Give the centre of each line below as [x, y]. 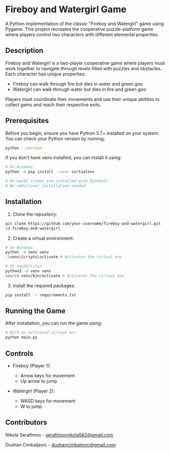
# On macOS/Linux [24, 266]
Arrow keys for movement [47, 376]
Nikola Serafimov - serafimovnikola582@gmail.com [59, 435]
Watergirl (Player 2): [34, 391]
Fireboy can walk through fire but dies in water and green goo [78, 84]
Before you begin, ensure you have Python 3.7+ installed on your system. [82, 133]
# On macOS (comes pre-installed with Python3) [57, 181]
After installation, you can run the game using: [54, 323]
